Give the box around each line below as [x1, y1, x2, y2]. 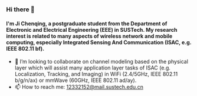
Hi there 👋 [6, 5, 35, 14]
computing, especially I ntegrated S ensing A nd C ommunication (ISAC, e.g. [6, 38, 192, 46]
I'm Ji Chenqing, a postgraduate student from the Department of [6, 20, 168, 27]
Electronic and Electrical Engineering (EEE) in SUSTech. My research [6, 26, 178, 33]
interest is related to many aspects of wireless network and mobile [6, 32, 173, 39]
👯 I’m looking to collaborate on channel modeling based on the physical [14, 58, 189, 65]
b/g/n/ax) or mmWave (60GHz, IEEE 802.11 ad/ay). [14, 77, 137, 84]
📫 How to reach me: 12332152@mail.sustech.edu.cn [14, 84, 143, 91]
